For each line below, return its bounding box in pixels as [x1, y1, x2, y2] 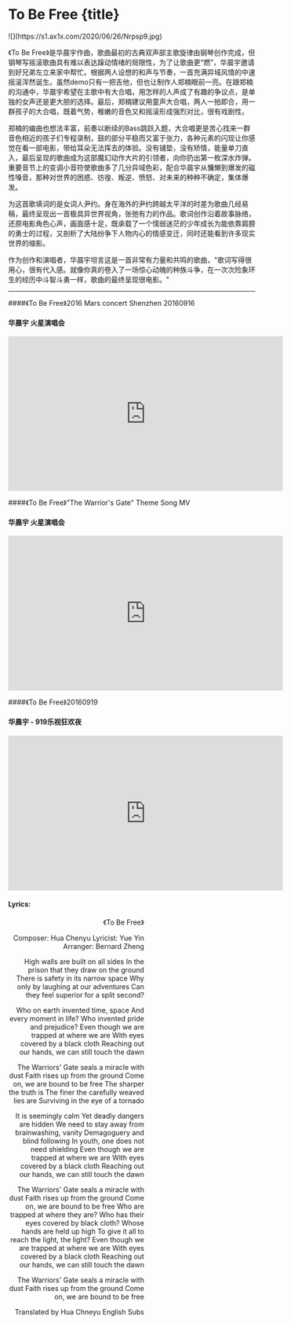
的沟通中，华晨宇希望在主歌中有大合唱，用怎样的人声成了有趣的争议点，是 [8, 86, 249, 96]
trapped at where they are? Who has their [9, 1209, 145, 1219]
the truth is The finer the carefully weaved [9, 1087, 145, 1097]
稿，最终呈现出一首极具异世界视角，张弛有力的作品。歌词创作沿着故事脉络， [8, 208, 256, 218]
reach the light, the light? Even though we [10, 1234, 145, 1244]
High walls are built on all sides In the [24, 957, 145, 966]
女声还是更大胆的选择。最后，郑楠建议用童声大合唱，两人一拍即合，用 [21, 97, 249, 106]
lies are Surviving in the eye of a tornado [13, 1095, 145, 1105]
